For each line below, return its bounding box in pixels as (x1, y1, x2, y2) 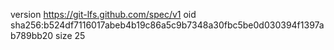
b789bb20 (10, 30, 54, 41)
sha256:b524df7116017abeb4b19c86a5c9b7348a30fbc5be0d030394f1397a (10, 19, 325, 31)
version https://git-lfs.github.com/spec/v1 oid (10, 9, 197, 20)
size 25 (55, 30, 86, 41)
